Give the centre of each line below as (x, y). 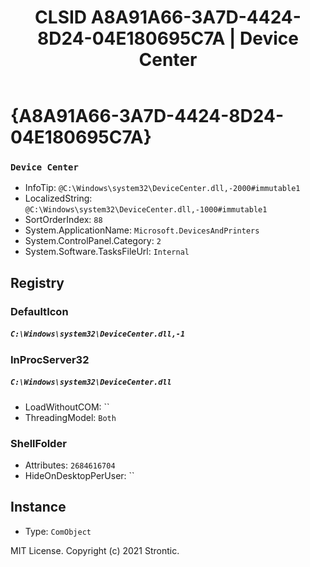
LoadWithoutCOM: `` (67, 407)
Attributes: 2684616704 (70, 465)
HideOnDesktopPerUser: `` (79, 476)
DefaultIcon (39, 311)
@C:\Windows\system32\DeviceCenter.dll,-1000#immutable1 (146, 210)
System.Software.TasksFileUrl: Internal (107, 252)
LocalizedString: (58, 198)
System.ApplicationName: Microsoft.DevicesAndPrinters (142, 230)
